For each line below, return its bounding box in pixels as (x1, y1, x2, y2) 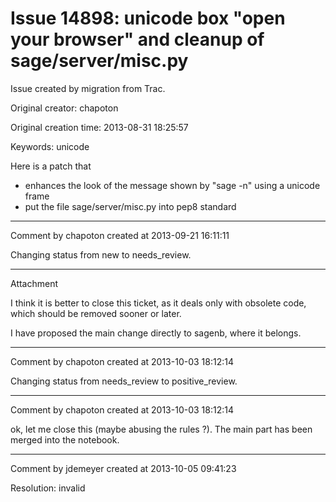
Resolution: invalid (10, 482, 86, 494)
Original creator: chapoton (10, 102, 119, 114)
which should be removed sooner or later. (10, 307, 182, 319)
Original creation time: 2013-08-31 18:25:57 (10, 121, 189, 133)
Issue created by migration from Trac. (10, 82, 166, 94)
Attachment (10, 277, 59, 289)
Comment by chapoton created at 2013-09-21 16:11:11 (10, 229, 230, 241)
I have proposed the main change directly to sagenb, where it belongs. (10, 327, 302, 339)
